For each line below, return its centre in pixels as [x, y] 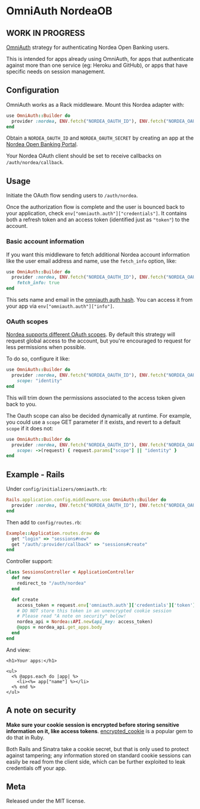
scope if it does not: [30, 428]
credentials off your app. [36, 768]
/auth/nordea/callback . [35, 162]
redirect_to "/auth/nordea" [51, 583]
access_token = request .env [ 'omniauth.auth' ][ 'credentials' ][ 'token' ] [106, 605]
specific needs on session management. [56, 72]
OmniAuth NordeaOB [60, 11]
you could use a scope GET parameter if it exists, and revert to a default [93, 422]
